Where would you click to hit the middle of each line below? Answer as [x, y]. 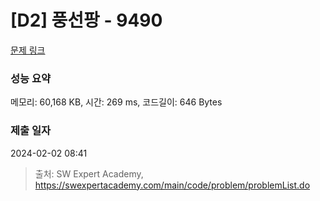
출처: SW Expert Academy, [89, 173]
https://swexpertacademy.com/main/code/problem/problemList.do [172, 185]
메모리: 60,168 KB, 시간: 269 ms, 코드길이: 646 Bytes [116, 102]
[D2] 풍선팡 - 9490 [86, 20]
